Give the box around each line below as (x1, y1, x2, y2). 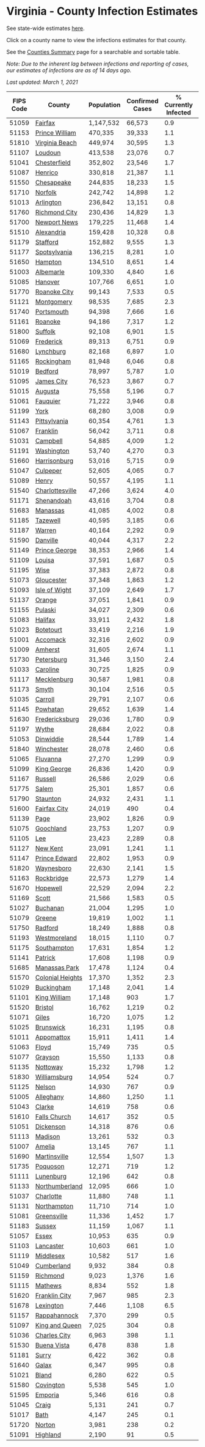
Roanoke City (35, 287, 74, 296)
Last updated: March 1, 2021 (6, 78, 78, 86)
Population (88, 100, 121, 109)
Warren (35, 526, 57, 535)
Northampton (35, 1202, 74, 1210)
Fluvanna (35, 754, 62, 763)
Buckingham (35, 983, 71, 991)
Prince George (35, 546, 77, 554)
